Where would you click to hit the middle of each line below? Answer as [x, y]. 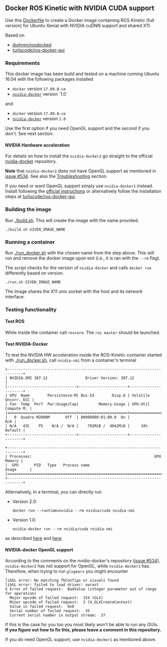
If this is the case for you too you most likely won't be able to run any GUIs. [82, 625]
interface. [15, 296]
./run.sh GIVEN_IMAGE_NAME [33, 282]
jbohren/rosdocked [32, 45]
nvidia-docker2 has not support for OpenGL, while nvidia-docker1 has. [78, 566]
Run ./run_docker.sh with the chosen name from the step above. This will [80, 253]
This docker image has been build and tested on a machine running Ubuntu [82, 74]
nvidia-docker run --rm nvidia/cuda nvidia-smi [62, 529]
